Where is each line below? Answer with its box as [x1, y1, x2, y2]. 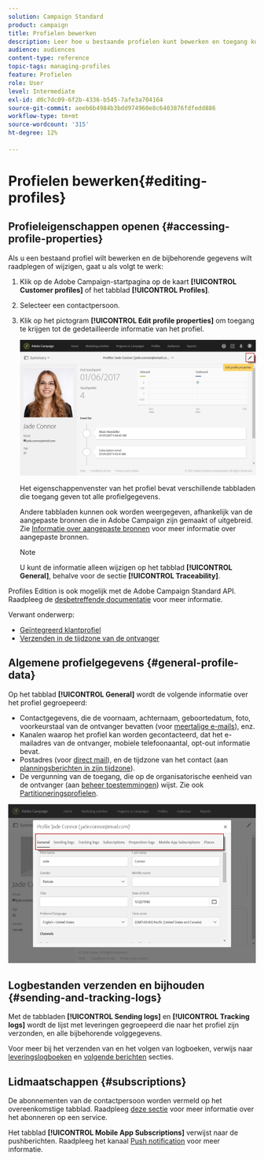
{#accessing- [161, 220, 230, 234]
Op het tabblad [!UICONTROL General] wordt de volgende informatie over [8, 689, 249, 699]
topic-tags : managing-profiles [8, 63, 111, 71]
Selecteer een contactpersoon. [19, 300, 120, 310]
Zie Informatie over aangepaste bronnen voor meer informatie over [19, 523, 236, 533]
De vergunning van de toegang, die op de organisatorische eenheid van [19, 771, 252, 781]
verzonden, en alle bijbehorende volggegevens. [8, 1029, 163, 1038]
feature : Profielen [8, 71, 72, 79]
